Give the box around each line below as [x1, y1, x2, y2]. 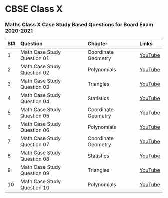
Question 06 [20, 127, 50, 134]
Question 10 [20, 184, 50, 191]
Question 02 [20, 69, 50, 76]
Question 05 [20, 112, 50, 119]
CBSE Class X [5, 3, 63, 15]
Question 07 [20, 141, 50, 148]
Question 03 [20, 84, 50, 91]
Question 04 [20, 98, 50, 105]
